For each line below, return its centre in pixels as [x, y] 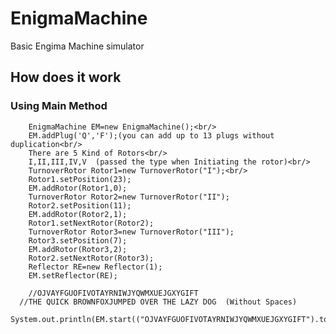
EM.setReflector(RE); [73, 275]
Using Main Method [59, 106]
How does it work [66, 77]
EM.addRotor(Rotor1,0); [78, 188]
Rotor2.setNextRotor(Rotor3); [91, 258]
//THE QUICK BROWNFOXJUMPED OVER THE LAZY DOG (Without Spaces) [158, 302]
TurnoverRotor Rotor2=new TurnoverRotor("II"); [129, 197]
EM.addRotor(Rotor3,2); [78, 249]
